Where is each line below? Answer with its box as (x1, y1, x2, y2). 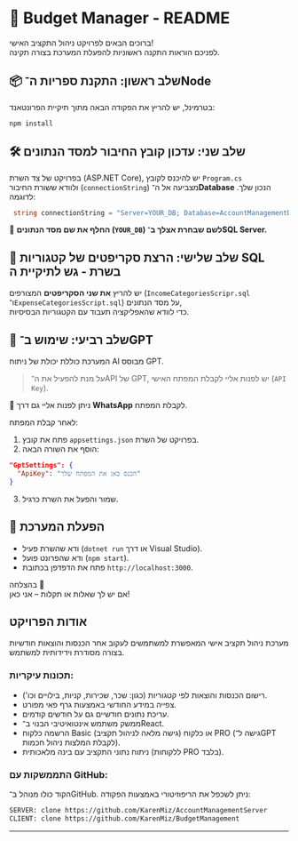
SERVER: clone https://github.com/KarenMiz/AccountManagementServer (9, 805, 268, 814)
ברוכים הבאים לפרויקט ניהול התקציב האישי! (9, 37, 153, 48)
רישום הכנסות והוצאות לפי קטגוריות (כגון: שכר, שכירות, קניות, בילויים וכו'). (21, 689, 268, 701)
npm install (9, 119, 53, 128)
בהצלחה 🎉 (9, 579, 45, 589)
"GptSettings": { (9, 461, 74, 470)
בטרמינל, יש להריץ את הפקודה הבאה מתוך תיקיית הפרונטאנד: (9, 101, 216, 112)
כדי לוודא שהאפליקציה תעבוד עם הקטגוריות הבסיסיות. (9, 307, 190, 317)
